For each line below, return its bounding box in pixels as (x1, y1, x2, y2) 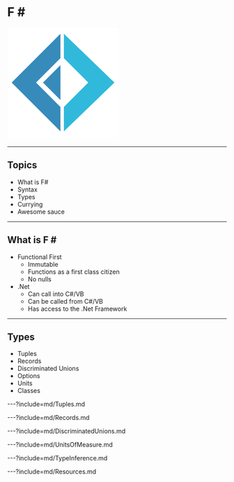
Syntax (17, 185, 38, 194)
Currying (17, 200, 43, 208)
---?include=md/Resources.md (7, 467, 97, 476)
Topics (7, 160, 38, 171)
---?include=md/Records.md (7, 414, 90, 422)
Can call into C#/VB (27, 290, 84, 298)
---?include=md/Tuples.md (7, 400, 86, 408)
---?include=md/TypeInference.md (7, 454, 108, 462)
